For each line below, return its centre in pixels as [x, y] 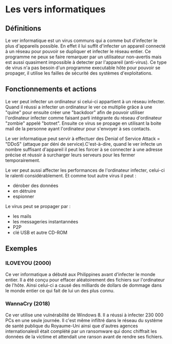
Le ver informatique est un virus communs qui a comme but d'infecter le [81, 40]
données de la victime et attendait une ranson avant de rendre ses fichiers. [84, 336]
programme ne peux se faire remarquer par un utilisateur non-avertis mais [83, 57]
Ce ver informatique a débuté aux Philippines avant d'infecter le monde [80, 274]
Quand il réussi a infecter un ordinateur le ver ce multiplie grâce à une [79, 107]
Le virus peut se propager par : [38, 206]
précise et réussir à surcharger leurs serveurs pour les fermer [70, 155]
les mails [22, 216]
